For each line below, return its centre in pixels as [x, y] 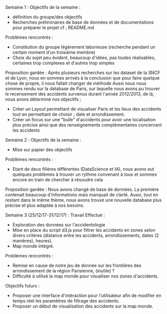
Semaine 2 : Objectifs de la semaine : [43, 140]
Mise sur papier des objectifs [42, 149]
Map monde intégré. [33, 246]
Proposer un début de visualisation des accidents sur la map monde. [83, 306]
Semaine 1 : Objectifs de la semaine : [43, 7]
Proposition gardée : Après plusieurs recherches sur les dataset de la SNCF [83, 73]
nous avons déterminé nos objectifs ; [43, 99]
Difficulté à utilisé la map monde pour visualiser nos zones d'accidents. [85, 276]
